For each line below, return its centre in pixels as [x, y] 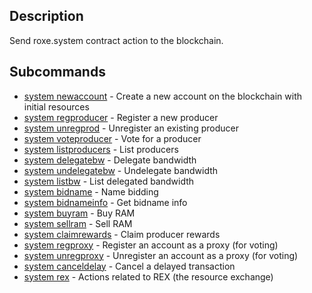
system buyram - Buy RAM [79, 213]
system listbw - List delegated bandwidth [109, 181]
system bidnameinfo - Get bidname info [105, 202]
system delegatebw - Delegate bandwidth [110, 160]
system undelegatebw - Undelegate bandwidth [121, 170]
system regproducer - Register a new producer [121, 117]
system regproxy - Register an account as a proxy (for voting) [151, 245]
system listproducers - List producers [101, 149]
